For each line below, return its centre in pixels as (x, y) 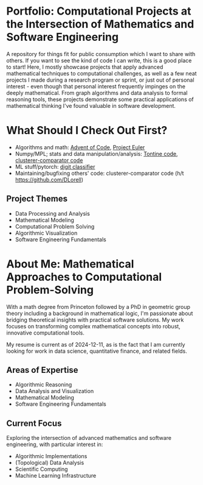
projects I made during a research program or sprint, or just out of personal (100, 80)
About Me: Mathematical (70, 264)
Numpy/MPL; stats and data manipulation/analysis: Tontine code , (96, 154)
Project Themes (37, 199)
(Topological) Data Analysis (50, 463)
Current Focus (34, 423)
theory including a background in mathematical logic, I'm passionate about (100, 313)
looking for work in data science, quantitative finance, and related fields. (97, 351)
